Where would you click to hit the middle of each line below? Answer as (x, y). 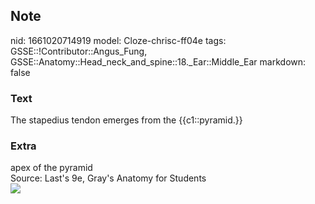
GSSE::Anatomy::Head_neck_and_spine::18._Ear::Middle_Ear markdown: (158, 61)
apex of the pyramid (51, 168)
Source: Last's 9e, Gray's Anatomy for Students (108, 178)
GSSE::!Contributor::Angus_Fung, (79, 51)
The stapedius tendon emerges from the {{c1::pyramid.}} (126, 120)
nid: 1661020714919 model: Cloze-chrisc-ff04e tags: (118, 40)
